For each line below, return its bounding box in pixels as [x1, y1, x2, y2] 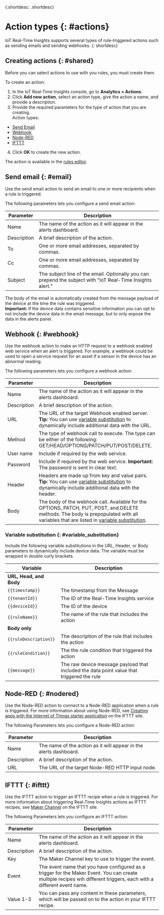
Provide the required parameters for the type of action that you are [12, 104, 146, 110]
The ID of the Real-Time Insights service [61, 595, 154, 602]
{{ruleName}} [7, 614, 38, 620]
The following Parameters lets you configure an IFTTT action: [5, 814, 128, 820]
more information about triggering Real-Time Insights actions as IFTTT [5, 799, 146, 805]
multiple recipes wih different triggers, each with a [39, 876, 154, 883]
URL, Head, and [7, 573, 44, 580]
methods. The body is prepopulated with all [39, 511, 138, 518]
